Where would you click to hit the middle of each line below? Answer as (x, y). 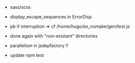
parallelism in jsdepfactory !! (39, 46)
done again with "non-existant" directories (54, 36)
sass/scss (20, 7)
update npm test (27, 55)
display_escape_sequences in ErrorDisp (51, 17)
